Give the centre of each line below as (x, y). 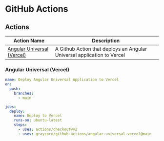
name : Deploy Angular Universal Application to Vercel (62, 80)
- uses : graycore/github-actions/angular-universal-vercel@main (85, 134)
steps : (20, 125)
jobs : (10, 107)
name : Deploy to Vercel (38, 116)
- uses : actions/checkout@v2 (48, 130)
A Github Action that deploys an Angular (101, 49)
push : (15, 89)
